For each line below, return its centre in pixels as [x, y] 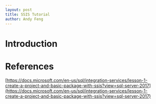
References [29, 66]
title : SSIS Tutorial [28, 14]
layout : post [19, 10]
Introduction [31, 44]
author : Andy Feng [24, 19]
